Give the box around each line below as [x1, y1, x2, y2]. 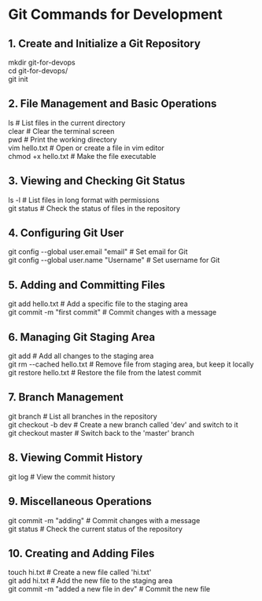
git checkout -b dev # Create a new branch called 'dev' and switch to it [8, 419, 238, 430]
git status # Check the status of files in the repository [8, 203, 181, 213]
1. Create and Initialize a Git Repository [8, 37, 201, 50]
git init [8, 75, 29, 83]
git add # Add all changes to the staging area [8, 352, 154, 361]
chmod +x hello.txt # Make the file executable [8, 151, 157, 160]
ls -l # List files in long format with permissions [8, 195, 160, 205]
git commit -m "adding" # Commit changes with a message [8, 515, 201, 525]
